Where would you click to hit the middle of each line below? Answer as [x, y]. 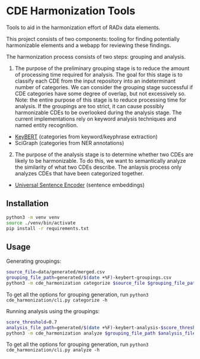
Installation [27, 204]
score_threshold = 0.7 [32, 322]
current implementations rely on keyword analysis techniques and [96, 119]
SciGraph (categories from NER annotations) [69, 143]
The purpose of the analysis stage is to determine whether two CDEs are [104, 154]
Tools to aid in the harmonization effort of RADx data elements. [83, 27]
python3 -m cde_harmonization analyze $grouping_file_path [81, 333]
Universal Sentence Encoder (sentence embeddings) [79, 185]
